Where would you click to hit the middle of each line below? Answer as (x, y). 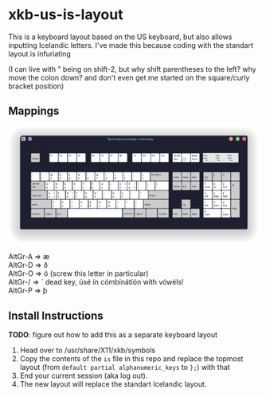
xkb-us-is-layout (66, 15)
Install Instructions (56, 315)
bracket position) (36, 86)
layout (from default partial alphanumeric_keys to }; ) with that (125, 368)
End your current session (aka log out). (84, 375)
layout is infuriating (40, 53)
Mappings (34, 111)
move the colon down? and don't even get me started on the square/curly (129, 77)
